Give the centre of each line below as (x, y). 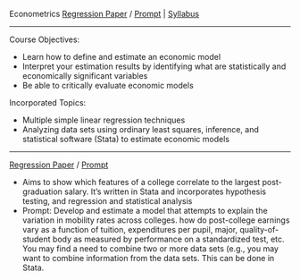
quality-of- (259, 229)
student (36, 239)
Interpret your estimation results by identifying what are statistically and (154, 66)
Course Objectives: (45, 39)
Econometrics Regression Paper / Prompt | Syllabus (104, 14)
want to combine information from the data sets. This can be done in (148, 258)
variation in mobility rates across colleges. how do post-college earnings (156, 220)
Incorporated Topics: (48, 102)
